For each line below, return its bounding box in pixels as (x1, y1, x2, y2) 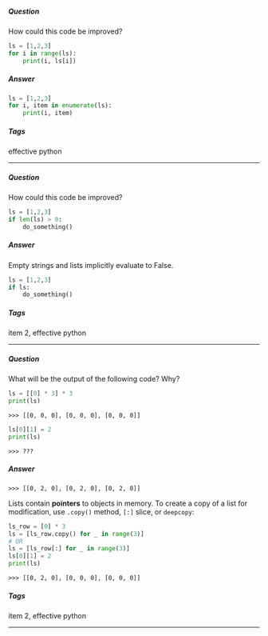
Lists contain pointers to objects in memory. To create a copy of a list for (8, 498, 248, 508)
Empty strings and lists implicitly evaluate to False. (8, 260, 174, 270)
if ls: (8, 283, 30, 291)
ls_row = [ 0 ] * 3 (8, 522, 66, 530)
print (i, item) (22, 109, 73, 118)
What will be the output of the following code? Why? (8, 374, 180, 384)
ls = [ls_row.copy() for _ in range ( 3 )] (8, 530, 145, 538)
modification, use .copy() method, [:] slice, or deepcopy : (8, 506, 195, 516)
